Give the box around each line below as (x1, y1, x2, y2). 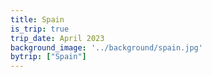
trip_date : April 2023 (10, 33, 105, 43)
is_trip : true (10, 24, 70, 34)
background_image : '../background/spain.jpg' (10, 42, 203, 53)
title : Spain (10, 14, 65, 25)
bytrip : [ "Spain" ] (10, 52, 87, 62)
